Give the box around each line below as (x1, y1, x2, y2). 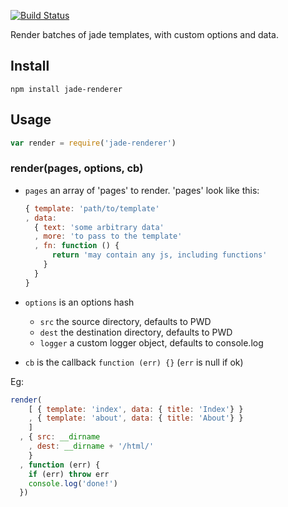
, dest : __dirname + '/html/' (28, 441, 155, 452)
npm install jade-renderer (10, 84, 123, 94)
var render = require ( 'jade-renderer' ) (10, 138, 177, 148)
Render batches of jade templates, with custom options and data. (10, 29, 279, 40)
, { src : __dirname (19, 432, 101, 442)
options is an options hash (24, 296, 135, 308)
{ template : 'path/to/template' (24, 203, 160, 214)
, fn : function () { (34, 241, 120, 251)
